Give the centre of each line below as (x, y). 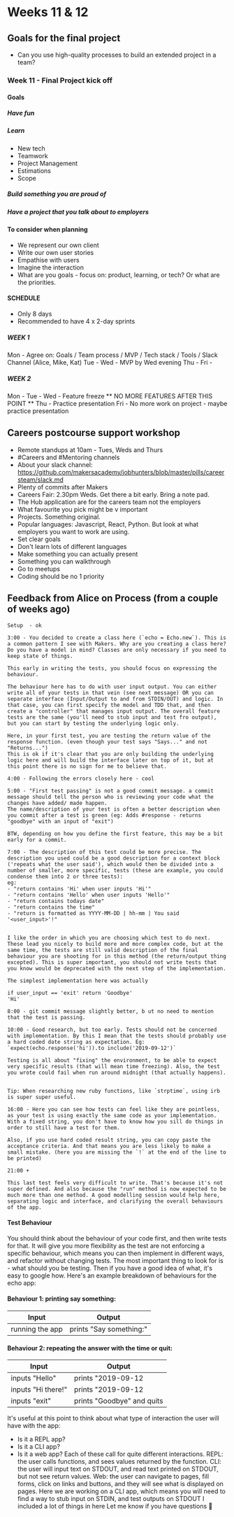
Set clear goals (39, 539)
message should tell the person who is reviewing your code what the (111, 797)
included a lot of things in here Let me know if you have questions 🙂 (115, 1506)
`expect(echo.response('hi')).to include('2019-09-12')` (92, 1048)
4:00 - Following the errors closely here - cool (81, 778)
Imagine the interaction (51, 267)
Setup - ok (24, 625)
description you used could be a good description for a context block (114, 858)
